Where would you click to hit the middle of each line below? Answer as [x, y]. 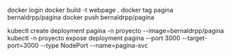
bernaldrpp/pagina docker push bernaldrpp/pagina [81, 17]
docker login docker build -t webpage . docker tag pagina [90, 10]
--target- [195, 38]
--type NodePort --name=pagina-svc [94, 45]
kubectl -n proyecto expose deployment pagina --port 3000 [94, 38]
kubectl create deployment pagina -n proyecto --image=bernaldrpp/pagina [115, 31]
